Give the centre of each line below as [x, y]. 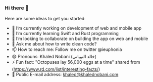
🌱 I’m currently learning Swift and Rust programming [65, 34]
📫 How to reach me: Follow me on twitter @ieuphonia [67, 49]
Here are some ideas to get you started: [45, 19]
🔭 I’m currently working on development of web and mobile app [76, 28]
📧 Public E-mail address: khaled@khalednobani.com [65, 75]
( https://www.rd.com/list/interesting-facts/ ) [56, 69]
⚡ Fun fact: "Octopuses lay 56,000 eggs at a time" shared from [76, 62]
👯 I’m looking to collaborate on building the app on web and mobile [80, 39]
